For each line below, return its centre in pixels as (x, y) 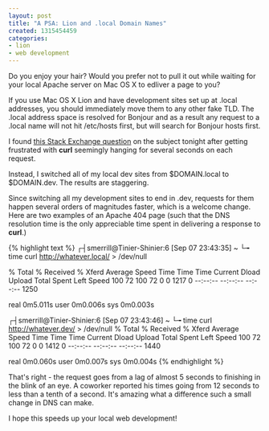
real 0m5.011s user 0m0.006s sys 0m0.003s (82, 305)
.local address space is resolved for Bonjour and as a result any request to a (134, 117)
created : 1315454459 (43, 31)
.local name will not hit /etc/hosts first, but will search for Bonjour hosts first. (134, 126)
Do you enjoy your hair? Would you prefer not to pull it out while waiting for (132, 76)
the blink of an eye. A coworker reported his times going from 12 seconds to (134, 386)
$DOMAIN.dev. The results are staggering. (79, 183)
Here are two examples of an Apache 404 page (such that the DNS (119, 215)
